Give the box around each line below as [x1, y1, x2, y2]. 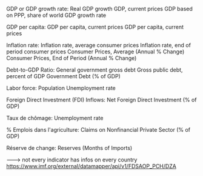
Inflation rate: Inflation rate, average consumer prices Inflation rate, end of [6, 42, 191, 49]
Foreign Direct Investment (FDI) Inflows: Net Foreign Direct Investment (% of [6, 96, 197, 103]
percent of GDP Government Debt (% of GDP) [6, 73, 121, 80]
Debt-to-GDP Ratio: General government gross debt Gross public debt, [6, 66, 183, 73]
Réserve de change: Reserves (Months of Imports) [6, 144, 133, 151]
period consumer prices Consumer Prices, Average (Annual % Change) [6, 48, 185, 55]
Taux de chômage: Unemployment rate [6, 115, 104, 121]
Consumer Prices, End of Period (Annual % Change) [6, 55, 137, 61]
